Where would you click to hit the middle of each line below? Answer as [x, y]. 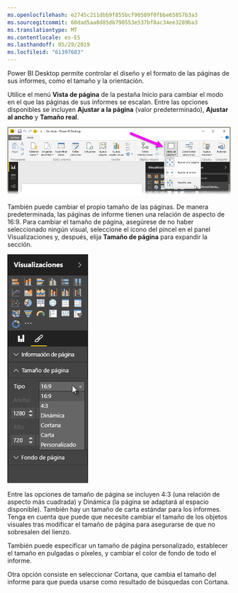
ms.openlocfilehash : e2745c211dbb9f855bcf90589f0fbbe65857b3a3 [103, 15]
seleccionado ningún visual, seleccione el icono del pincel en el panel [109, 229]
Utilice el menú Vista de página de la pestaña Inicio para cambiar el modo [115, 94]
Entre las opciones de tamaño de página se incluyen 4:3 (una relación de [114, 495]
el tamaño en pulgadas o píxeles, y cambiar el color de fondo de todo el [112, 553]
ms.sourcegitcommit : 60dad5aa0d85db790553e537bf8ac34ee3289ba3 [103, 22]
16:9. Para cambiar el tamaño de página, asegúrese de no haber [101, 222]
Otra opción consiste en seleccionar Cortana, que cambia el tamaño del [112, 575]
